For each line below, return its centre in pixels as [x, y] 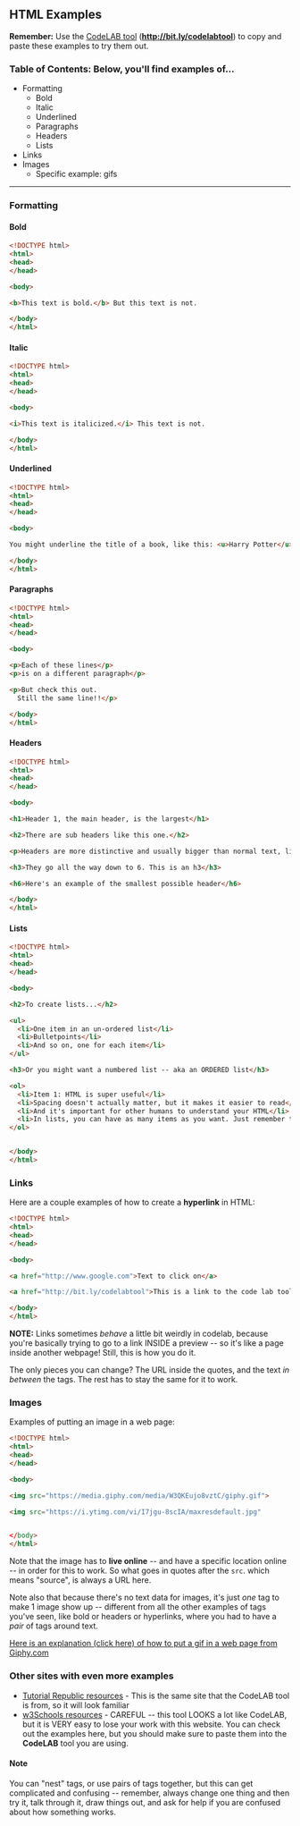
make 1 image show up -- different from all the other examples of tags [137, 1607]
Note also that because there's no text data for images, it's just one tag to [144, 1598]
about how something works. [62, 1812]
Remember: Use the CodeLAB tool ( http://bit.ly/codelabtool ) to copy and [146, 36]
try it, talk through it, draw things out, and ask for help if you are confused [145, 1802]
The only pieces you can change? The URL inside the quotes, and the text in [150, 1370]
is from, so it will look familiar [75, 1705]
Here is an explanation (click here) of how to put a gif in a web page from [144, 1644]
